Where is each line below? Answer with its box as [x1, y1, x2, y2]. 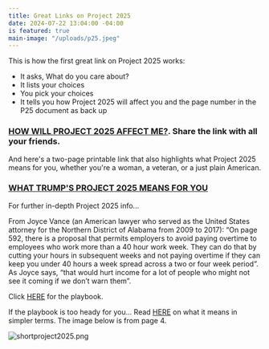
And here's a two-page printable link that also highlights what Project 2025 [8, 154, 257, 164]
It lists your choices [19, 80, 85, 90]
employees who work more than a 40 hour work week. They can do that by [8, 241, 257, 251]
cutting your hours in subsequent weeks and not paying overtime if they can [8, 250, 261, 260]
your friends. [8, 136, 60, 147]
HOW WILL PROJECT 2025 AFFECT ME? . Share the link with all [8, 126, 258, 137]
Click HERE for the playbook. [8, 291, 104, 301]
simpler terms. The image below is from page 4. [8, 315, 167, 325]
